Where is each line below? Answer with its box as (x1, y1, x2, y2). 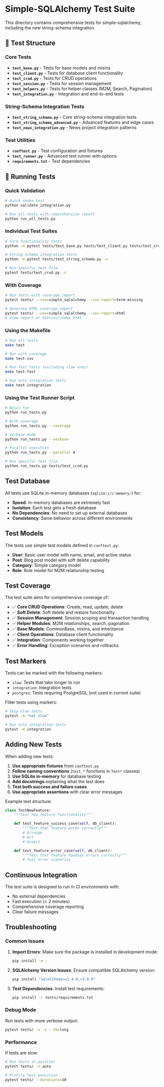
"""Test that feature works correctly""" (22, 826, 108, 831)
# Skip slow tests (5, 709, 42, 714)
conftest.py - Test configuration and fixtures (12, 148, 103, 154)
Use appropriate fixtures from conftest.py (12, 763, 99, 769)
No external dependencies (12, 893, 66, 899)
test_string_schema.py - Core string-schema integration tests (12, 114, 137, 120)
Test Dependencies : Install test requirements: (12, 985, 105, 992)
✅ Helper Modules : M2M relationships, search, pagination (12, 621, 130, 626)
